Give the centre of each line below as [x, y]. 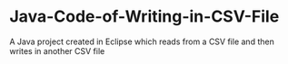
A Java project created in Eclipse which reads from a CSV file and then [142, 41]
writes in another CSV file [57, 50]
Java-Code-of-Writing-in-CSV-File [144, 17]
